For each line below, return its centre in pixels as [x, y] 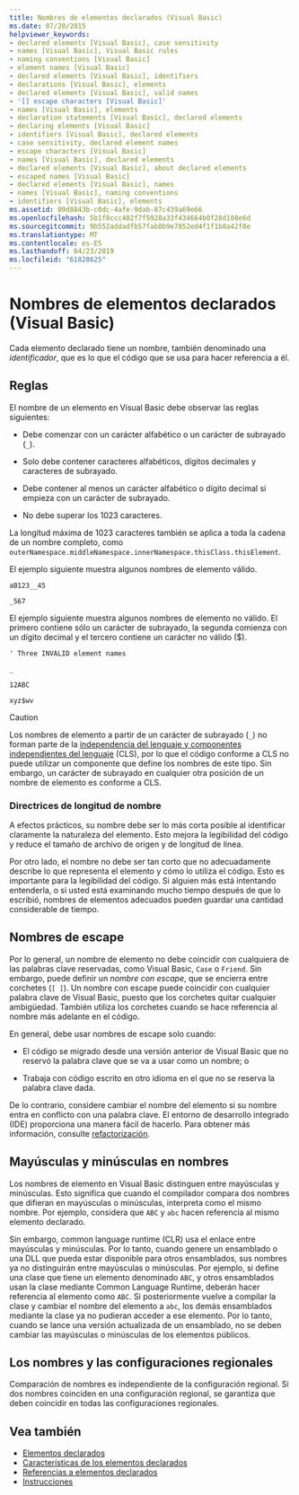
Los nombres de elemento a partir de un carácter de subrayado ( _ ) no [138, 734]
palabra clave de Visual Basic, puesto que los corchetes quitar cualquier [143, 997]
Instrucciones [48, 1482]
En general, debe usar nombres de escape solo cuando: [113, 1033]
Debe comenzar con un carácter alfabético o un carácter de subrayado [154, 434]
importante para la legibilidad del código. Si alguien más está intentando [143, 881]
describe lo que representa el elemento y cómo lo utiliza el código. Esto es [147, 871]
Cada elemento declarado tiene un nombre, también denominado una [138, 347]
